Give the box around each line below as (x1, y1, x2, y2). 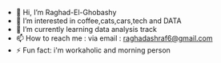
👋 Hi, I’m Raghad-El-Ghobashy (15, 8, 117, 17)
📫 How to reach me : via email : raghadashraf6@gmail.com (15, 33, 213, 43)
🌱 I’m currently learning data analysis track (15, 25, 158, 33)
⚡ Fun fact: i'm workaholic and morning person (15, 45, 171, 55)
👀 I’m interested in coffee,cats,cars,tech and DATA (15, 16, 182, 26)
